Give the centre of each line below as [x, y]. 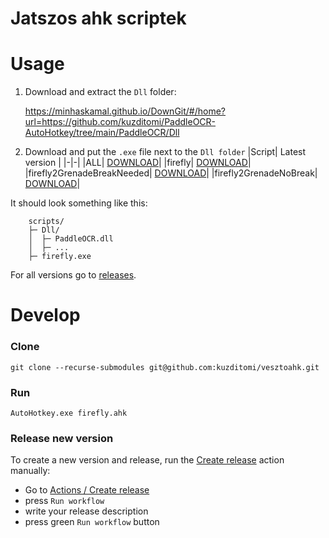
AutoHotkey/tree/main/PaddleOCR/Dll [102, 133]
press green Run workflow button [92, 522]
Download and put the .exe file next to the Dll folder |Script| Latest [165, 152]
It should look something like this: [79, 203]
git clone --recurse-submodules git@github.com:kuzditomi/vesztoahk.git [165, 367]
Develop [45, 315]
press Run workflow [64, 501]
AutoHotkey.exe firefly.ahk [69, 413]
